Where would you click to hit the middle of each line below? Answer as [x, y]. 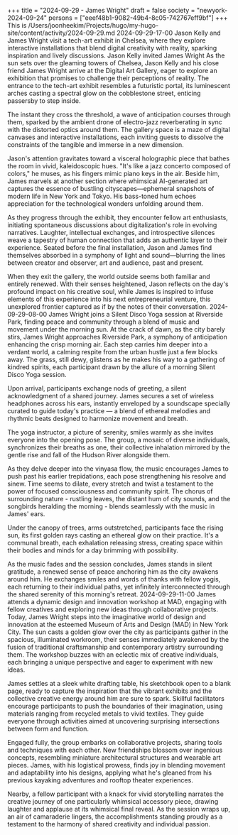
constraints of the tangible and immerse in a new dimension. [96, 144]
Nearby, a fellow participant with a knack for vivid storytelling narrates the [115, 794]
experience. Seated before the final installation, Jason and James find [110, 247]
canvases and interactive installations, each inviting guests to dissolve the [115, 137]
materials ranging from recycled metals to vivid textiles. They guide [106, 714]
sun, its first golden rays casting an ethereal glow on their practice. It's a [113, 535]
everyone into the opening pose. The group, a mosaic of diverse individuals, [119, 440]
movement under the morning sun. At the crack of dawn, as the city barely [116, 329]
